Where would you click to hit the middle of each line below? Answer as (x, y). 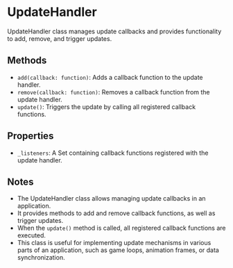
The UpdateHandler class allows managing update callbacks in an (111, 199)
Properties (31, 136)
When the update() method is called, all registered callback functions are (121, 228)
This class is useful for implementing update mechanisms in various (114, 243)
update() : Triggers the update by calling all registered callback (106, 107)
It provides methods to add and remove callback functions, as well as (116, 213)
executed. (32, 235)
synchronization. (41, 258)
